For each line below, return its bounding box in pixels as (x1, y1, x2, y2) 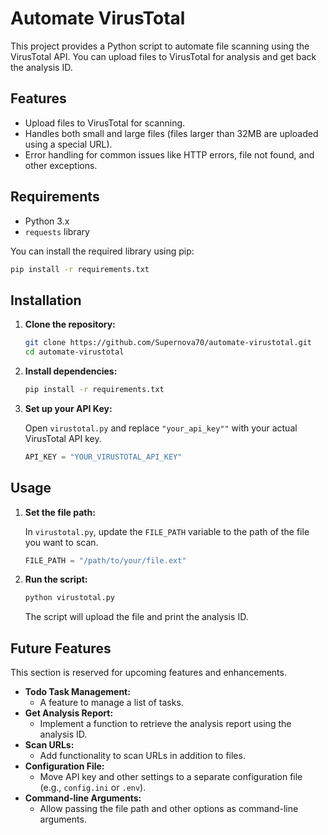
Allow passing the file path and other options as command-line (39, 803, 299, 815)
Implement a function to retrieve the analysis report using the (39, 718, 292, 730)
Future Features (10, 640, 112, 657)
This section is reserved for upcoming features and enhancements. (10, 667, 287, 679)
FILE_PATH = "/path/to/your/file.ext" (24, 555, 187, 566)
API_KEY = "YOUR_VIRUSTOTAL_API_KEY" (24, 452, 183, 462)
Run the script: (24, 573, 88, 586)
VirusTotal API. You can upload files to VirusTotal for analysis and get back (10, 50, 317, 62)
